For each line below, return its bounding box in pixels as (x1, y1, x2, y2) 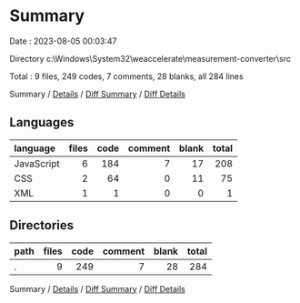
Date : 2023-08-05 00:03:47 (9, 35, 117, 46)
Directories (9, 217, 75, 233)
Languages (9, 115, 75, 130)
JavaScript (14, 157, 61, 169)
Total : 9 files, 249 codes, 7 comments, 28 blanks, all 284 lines (9, 70, 244, 82)
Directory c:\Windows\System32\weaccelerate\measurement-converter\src (9, 53, 291, 64)
